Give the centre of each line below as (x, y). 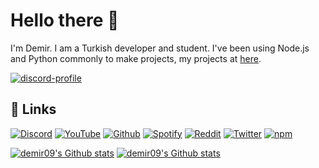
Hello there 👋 (65, 20)
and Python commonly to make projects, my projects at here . (136, 58)
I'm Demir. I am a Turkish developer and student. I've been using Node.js (160, 48)
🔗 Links (33, 109)
